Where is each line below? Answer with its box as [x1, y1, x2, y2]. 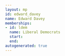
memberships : [5, 20, 32, 26]
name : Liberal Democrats [9, 30, 61, 35]
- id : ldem [5, 25, 28, 30]
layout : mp [5, 7, 28, 12]
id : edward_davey [5, 12, 41, 17]
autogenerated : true [5, 43, 48, 48]
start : [9, 35, 23, 39]
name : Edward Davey [5, 16, 45, 21]
